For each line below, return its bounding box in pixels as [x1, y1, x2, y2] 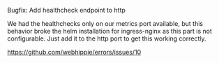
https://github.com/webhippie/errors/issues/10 [7, 48, 142, 56]
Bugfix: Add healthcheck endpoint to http [7, 6, 126, 14]
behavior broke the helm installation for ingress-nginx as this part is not [7, 27, 213, 35]
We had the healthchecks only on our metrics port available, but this [7, 20, 204, 27]
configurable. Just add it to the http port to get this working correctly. [7, 34, 206, 43]
